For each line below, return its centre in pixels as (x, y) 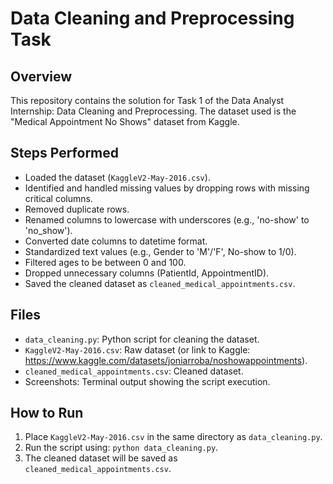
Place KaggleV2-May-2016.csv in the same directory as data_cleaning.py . (173, 437)
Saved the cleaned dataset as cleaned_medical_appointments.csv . (160, 283)
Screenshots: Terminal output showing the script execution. (147, 381)
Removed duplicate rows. (77, 209)
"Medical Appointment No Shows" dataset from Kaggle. (125, 121)
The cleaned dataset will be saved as (101, 458)
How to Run (47, 413)
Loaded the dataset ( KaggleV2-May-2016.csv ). (117, 177)
